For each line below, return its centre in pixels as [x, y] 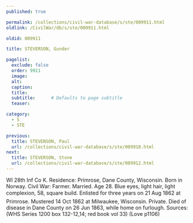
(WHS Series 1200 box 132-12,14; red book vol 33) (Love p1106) [83, 214]
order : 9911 [26, 71]
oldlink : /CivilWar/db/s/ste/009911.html [58, 28]
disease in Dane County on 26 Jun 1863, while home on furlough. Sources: [97, 208]
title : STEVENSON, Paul [40, 141]
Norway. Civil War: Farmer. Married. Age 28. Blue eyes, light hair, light [91, 186]
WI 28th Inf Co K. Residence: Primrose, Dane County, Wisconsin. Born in [94, 180]
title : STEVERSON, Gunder [38, 49]
